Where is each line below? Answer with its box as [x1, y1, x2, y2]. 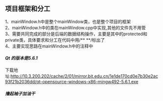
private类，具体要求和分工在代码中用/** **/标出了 [5, 37, 105, 43]
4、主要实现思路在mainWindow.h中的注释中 [5, 43, 93, 49]
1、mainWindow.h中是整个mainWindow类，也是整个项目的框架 [5, 19, 131, 25]
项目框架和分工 [5, 4, 50, 13]
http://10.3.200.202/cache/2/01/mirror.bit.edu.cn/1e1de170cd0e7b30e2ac [10, 73, 158, 79]
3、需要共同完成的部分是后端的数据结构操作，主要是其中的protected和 [5, 31, 148, 37]
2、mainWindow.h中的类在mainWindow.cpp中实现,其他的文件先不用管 [5, 25, 146, 30]
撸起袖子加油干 [5, 90, 35, 97]
